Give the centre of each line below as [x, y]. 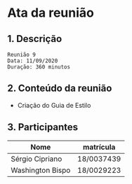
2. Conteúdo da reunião [60, 89]
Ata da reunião [51, 13]
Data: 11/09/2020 [33, 61]
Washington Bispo [41, 170]
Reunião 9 [22, 55]
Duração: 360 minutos [39, 67]
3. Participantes [43, 127]
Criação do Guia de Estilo [54, 105]
